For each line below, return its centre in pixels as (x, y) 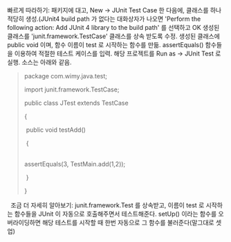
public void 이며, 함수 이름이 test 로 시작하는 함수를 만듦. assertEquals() (105, 45)
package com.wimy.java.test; (66, 76)
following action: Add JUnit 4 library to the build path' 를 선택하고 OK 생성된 (113, 27)
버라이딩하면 (24, 223)
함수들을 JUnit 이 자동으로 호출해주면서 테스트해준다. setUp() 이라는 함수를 (115, 214)
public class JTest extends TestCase (76, 103)
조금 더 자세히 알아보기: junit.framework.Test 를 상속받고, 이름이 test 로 (107, 205)
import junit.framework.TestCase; (72, 89)
